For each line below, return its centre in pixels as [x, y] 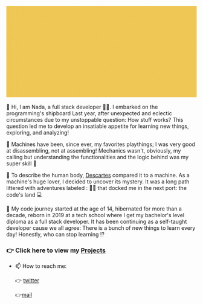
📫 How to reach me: [41, 266]
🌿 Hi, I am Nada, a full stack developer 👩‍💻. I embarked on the [82, 107]
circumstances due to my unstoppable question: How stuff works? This [95, 120]
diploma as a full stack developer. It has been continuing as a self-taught [97, 222]
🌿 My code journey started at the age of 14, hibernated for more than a [94, 209]
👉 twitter [27, 280]
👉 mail [23, 295]
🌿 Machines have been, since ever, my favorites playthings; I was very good [101, 144]
